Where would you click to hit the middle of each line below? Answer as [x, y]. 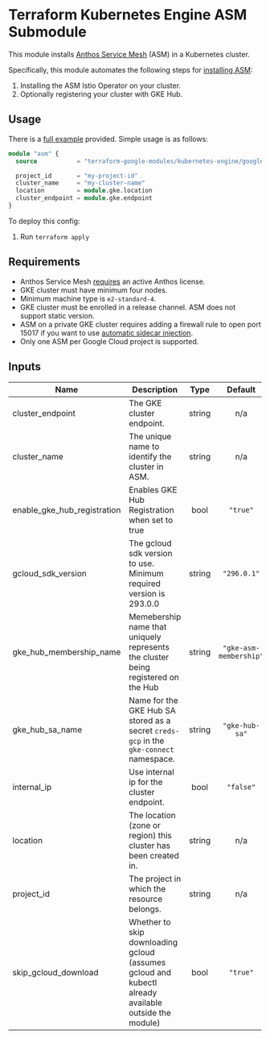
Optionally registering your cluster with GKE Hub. [101, 94]
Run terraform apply [55, 236]
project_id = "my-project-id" [77, 176]
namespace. [151, 758]
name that [147, 626]
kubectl [143, 983]
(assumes [147, 962]
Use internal [151, 771]
